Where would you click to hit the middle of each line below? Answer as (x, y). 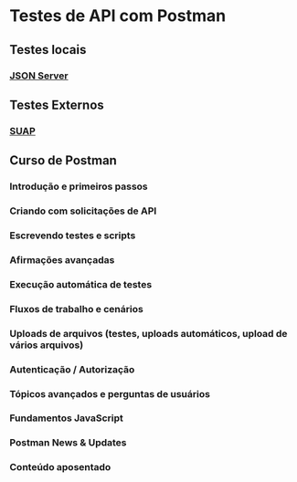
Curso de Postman (63, 161)
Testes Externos (57, 105)
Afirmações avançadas (62, 259)
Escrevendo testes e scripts (73, 236)
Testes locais (48, 50)
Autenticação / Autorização (72, 369)
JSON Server (39, 76)
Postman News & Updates (68, 443)
